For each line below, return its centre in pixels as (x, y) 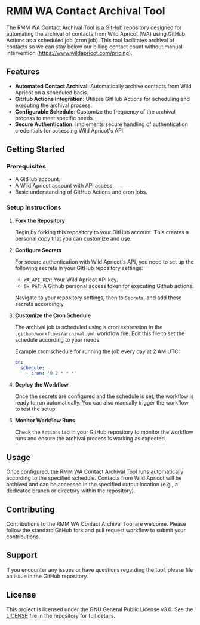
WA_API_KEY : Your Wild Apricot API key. (71, 280)
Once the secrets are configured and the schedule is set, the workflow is (104, 396)
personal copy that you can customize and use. (73, 238)
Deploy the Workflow (41, 385)
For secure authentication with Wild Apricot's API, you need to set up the (104, 262)
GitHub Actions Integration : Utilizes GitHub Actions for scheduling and (102, 99)
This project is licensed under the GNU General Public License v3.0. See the (100, 609)
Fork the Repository (40, 220)
